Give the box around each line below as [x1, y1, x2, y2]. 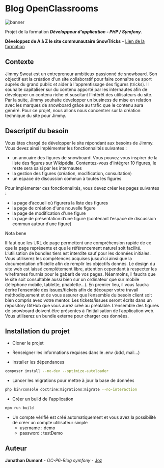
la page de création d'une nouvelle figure [12, 205, 96, 211]
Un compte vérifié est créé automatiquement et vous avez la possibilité [12, 414, 156, 420]
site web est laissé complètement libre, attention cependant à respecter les [5, 266, 157, 272]
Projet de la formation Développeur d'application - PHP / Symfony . [5, 29, 142, 34]
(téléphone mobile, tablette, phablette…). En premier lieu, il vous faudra [5, 281, 149, 288]
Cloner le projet [12, 340, 44, 346]
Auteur [5, 444, 27, 453]
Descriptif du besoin [5, 127, 69, 135]
